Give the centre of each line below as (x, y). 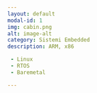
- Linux (22, 60)
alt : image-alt (30, 33)
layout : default (31, 14)
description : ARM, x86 (41, 46)
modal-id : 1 (25, 20)
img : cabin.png (30, 27)
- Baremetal (28, 72)
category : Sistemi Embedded (49, 40)
